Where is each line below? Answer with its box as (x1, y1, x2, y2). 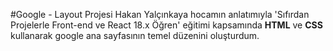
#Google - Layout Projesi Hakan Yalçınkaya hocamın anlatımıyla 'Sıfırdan (10, 9, 310, 20)
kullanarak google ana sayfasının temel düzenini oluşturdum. (10, 30, 260, 41)
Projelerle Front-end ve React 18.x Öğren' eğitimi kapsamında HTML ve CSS (10, 19, 323, 31)
